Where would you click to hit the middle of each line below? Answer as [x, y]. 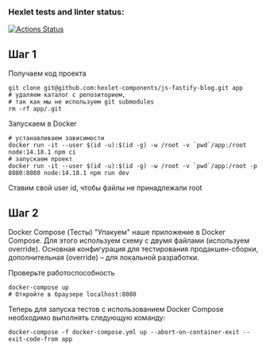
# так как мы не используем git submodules [81, 102]
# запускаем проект [40, 159]
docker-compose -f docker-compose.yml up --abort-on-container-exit [124, 332]
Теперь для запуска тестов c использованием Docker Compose [116, 309]
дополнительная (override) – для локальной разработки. [104, 257]
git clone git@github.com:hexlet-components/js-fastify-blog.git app [126, 88]
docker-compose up [39, 287]
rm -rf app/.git [35, 109]
